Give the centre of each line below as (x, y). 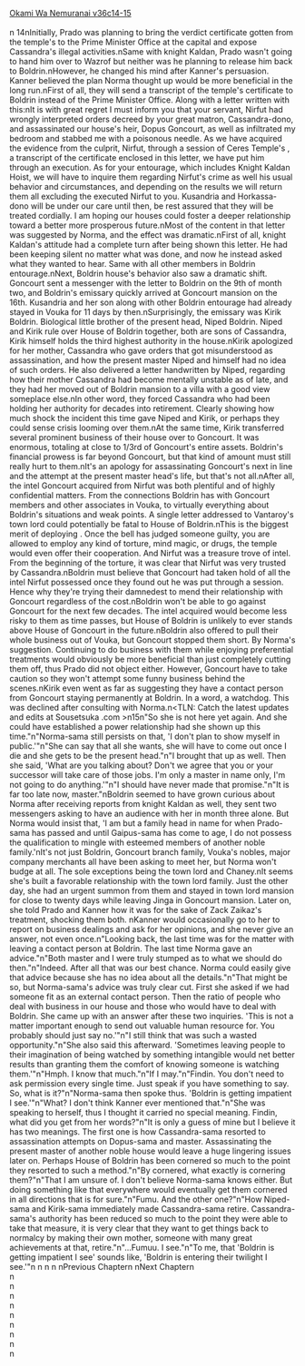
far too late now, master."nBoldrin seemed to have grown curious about (142, 794)
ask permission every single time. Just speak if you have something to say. (149, 1083)
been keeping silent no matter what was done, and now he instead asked (146, 254)
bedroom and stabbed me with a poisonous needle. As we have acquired (146, 138)
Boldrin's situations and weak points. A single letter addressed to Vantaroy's (152, 515)
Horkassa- (257, 196)
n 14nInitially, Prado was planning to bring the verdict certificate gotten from (151, 32)
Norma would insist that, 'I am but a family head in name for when (133, 823)
